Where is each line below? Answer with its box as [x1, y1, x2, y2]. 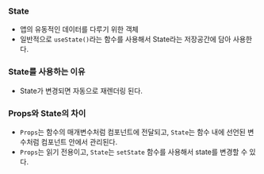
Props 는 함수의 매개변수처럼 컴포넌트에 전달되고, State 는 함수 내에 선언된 [19, 127, 246, 137]
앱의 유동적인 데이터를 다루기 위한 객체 [19, 25, 139, 34]
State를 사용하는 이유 [8, 66, 86, 77]
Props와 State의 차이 [8, 107, 86, 118]
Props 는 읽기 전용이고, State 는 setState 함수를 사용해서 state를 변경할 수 [19, 147, 248, 157]
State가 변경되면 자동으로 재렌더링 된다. [19, 86, 143, 95]
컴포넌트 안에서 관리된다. [40, 137, 117, 146]
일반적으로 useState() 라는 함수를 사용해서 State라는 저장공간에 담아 [19, 34, 231, 44]
